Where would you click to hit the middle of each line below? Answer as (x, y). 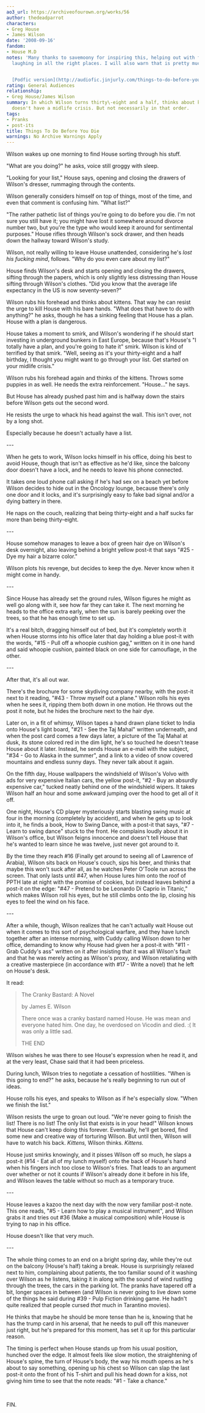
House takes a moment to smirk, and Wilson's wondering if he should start (100, 334)
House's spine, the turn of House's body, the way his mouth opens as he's (100, 1362)
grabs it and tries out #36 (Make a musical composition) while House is (95, 1218)
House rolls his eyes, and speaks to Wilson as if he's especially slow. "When (102, 1098)
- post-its (20, 125)
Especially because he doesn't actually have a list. (70, 433)
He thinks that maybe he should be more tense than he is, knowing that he (100, 1317)
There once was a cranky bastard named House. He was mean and (106, 1019)
